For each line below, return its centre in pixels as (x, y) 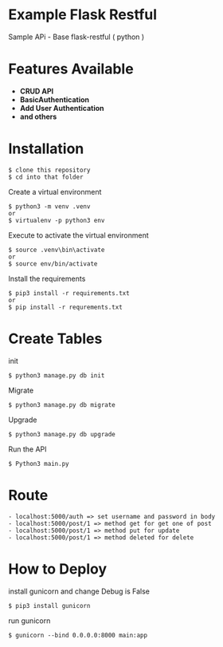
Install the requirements (47, 278)
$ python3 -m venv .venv (49, 206)
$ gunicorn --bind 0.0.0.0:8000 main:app (78, 635)
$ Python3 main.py (39, 464)
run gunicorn (29, 621)
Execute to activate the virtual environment (78, 235)
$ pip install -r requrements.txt (66, 307)
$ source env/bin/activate (53, 264)
